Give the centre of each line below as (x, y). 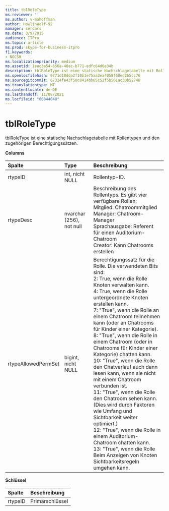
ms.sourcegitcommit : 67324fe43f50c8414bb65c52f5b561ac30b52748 (73, 80)
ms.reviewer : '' (22, 15)
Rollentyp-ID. (109, 177)
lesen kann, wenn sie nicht (124, 373)
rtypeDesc (20, 220)
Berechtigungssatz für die (124, 260)
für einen (104, 233)
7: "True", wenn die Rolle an (126, 310)
